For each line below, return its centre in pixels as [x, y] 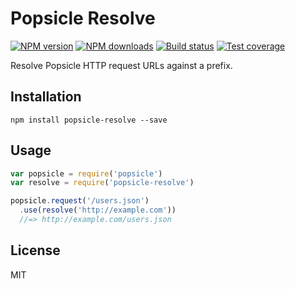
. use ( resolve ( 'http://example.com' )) [98, 210]
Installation [46, 97]
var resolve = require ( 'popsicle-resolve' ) [102, 183]
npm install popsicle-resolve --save [89, 120]
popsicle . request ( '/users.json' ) [80, 201]
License [35, 250]
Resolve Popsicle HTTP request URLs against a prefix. [121, 65]
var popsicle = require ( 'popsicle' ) [86, 173]
